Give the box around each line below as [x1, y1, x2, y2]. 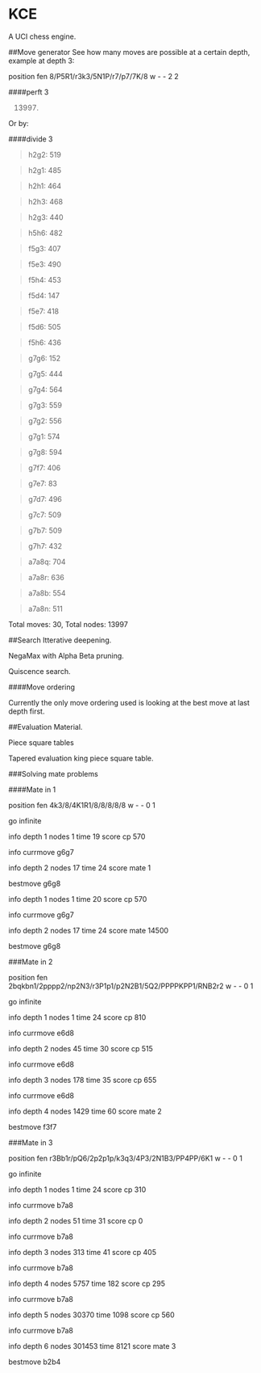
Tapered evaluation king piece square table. [8, 753, 154, 763]
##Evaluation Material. [8, 722, 83, 731]
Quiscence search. [8, 666, 71, 676]
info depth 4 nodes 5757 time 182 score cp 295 [8, 1278, 165, 1288]
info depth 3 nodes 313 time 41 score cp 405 [8, 1247, 157, 1257]
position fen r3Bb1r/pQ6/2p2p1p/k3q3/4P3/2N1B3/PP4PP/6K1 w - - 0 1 [8, 1153, 243, 1163]
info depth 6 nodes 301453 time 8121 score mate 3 [8, 1341, 176, 1350]
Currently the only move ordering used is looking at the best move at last [8, 697, 250, 707]
